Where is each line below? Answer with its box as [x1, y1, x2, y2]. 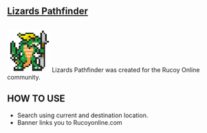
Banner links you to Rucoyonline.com [17, 118, 122, 126]
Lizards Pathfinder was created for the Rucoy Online [51, 65, 200, 74]
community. [7, 73, 41, 81]
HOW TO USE [7, 93, 65, 105]
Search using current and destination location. [17, 111, 149, 119]
